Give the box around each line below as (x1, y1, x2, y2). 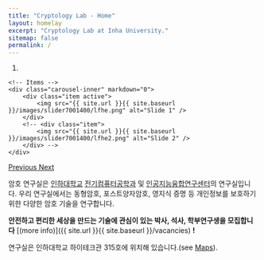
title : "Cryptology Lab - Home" (8, 11, 115, 20)
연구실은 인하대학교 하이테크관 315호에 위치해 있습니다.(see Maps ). (8, 242, 218, 252)
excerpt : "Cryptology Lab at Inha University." (8, 26, 169, 34)
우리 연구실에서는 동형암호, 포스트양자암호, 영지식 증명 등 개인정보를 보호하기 (18, 189, 257, 199)
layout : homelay (8, 19, 62, 27)
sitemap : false (8, 33, 59, 42)
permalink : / (8, 41, 52, 49)
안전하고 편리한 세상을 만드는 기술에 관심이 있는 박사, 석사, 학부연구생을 (8, 216, 227, 226)
